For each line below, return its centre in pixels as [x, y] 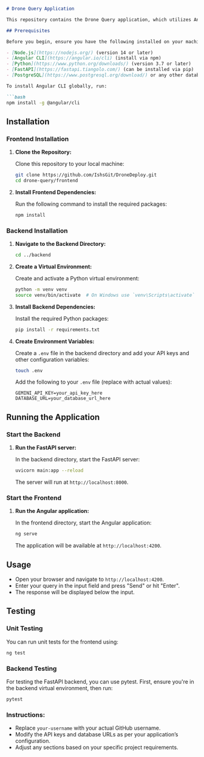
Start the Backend [33, 434]
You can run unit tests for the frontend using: [62, 642]
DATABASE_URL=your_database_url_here [63, 399]
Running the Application [53, 417]
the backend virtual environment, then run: [60, 688]
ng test [16, 653]
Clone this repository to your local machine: [70, 164]
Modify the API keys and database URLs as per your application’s [97, 735]
